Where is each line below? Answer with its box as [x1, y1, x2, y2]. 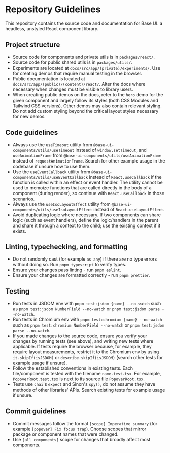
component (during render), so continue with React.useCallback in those [12, 190, 165, 196]
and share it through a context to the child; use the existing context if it [12, 222, 161, 229]
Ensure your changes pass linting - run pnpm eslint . [12, 267, 122, 273]
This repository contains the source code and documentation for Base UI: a [5, 20, 163, 26]
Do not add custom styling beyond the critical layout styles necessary [12, 108, 159, 114]
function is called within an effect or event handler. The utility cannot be [12, 179, 163, 185]
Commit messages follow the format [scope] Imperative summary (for [12, 420, 158, 426]
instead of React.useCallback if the [88, 174, 162, 180]
